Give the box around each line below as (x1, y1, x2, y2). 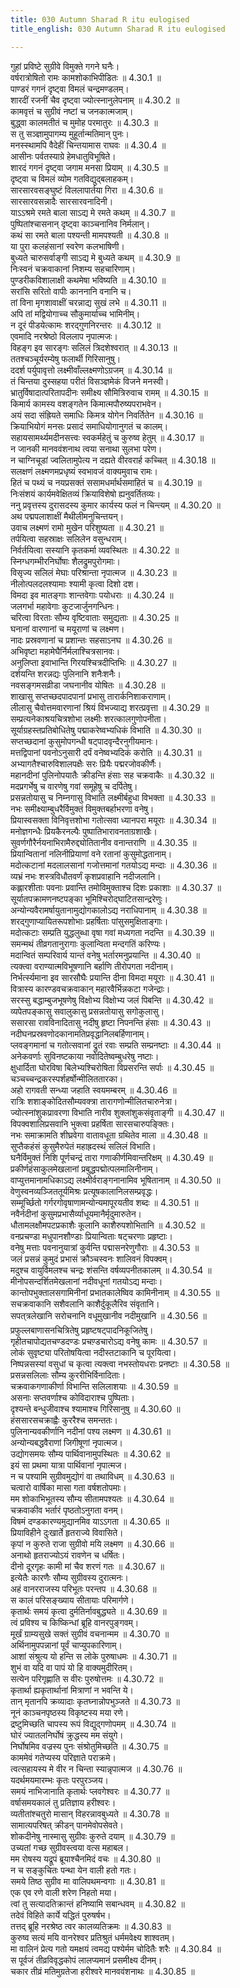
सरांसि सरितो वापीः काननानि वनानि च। (10, 285, 132, 297)
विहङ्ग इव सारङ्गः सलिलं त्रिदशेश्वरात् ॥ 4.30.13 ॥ (10, 341, 178, 353)
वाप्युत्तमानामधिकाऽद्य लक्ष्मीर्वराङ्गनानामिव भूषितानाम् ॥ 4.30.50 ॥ (10, 1174, 221, 1186)
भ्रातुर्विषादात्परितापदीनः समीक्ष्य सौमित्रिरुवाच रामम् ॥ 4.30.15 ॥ (10, 386, 208, 398)
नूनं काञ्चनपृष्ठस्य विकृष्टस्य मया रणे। (10, 1706, 130, 1718)
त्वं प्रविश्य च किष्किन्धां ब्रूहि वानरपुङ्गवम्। (10, 1616, 140, 1628)
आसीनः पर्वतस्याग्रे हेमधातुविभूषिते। (10, 150, 117, 162)
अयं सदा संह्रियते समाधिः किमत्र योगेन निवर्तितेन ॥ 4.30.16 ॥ (10, 409, 203, 421)
